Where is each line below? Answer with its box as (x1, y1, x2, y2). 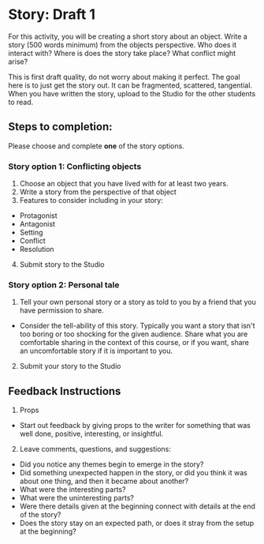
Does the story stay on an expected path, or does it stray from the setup (19, 519, 255, 528)
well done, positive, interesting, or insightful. (19, 429, 164, 439)
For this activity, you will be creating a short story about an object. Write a (8, 32, 248, 41)
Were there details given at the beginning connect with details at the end (19, 501, 256, 511)
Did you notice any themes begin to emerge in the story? (19, 460, 204, 469)
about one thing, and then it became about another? (19, 476, 189, 486)
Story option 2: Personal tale (8, 279, 120, 290)
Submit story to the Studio (19, 260, 105, 269)
